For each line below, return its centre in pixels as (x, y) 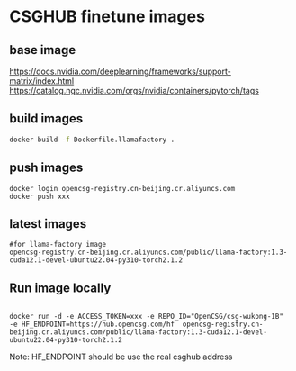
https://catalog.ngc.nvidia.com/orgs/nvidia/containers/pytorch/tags (134, 90)
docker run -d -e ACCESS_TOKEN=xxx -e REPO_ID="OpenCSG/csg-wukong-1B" (146, 317)
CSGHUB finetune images (107, 17)
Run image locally (60, 288)
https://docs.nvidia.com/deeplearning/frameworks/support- (121, 71)
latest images (48, 224)
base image (43, 50)
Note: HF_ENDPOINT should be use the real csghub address (121, 357)
